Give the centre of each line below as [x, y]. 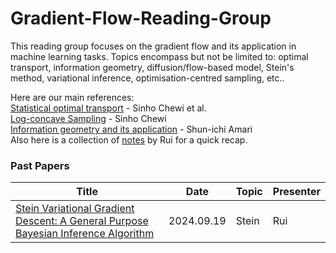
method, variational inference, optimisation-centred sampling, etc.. [147, 78]
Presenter [296, 192]
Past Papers [40, 165]
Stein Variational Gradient [75, 209]
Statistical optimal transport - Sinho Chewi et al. [108, 108]
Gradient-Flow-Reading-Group [141, 18]
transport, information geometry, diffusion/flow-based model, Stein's [152, 67]
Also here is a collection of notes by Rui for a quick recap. [129, 139]
